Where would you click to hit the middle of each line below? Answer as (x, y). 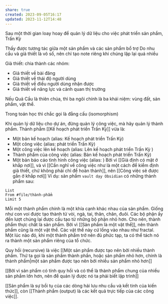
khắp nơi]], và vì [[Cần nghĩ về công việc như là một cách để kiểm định (86, 166)
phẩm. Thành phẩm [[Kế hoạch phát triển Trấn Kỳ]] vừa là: (65, 129)
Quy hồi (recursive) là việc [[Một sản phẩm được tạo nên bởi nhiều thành (80, 250)
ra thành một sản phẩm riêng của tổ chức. (48, 241)
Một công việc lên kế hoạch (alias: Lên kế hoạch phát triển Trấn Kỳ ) (83, 149)
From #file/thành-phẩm (29, 195)
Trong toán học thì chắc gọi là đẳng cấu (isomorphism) (62, 114)
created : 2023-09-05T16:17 (33, 15)
